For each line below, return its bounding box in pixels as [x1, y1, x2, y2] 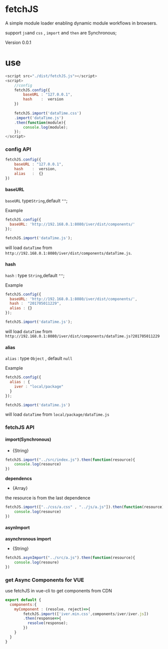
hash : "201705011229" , [9, 301, 61, 306]
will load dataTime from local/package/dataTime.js [5, 411, 109, 417]
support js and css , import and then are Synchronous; [5, 30, 117, 36]
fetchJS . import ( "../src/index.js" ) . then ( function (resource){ [5, 457, 135, 462]
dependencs [5, 475, 32, 481]
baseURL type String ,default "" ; [5, 198, 68, 204]
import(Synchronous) [5, 436, 51, 442]
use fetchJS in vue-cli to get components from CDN [5, 587, 112, 593]
